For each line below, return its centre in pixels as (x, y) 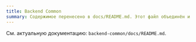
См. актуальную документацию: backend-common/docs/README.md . (86, 33)
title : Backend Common (34, 11)
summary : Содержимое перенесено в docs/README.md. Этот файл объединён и (98, 17)
